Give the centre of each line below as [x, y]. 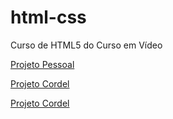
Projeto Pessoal [42, 64]
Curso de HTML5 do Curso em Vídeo [86, 45]
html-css [48, 17]
